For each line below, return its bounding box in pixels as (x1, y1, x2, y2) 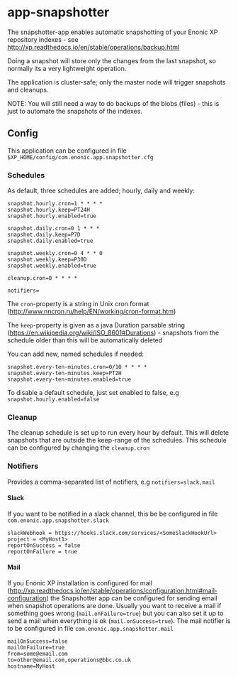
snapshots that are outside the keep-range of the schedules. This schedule (7, 436, 227, 445)
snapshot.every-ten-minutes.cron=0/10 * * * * (7, 364, 147, 371)
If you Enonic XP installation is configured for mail (7, 579, 152, 587)
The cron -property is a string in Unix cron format (7, 300, 149, 308)
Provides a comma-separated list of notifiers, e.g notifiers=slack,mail (7, 477, 215, 486)
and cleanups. (7, 85, 49, 94)
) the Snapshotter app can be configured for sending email (45, 594, 217, 602)
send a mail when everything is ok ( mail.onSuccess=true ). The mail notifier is (7, 617, 231, 625)
